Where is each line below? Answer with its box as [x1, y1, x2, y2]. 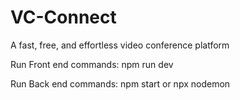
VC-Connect [10, 6, 117, 29]
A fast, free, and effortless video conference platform [10, 39, 230, 51]
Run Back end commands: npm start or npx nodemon [10, 77, 231, 90]
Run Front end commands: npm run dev [10, 58, 174, 70]
